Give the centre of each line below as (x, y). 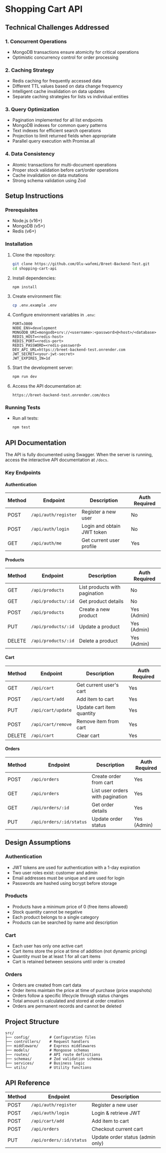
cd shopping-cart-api (34, 268)
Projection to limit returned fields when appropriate (64, 136)
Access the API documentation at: (47, 386)
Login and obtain (101, 526)
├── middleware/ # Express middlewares (51, 1046)
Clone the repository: (34, 255)
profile (89, 547)
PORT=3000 (22, 324)
